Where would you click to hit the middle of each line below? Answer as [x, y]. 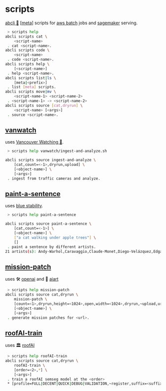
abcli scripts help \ [27, 64]
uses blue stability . [24, 206]
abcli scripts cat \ [26, 36]
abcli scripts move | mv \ [31, 92]
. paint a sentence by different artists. [52, 247]
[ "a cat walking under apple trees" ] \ [55, 238]
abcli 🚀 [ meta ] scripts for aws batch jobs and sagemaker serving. [71, 23]
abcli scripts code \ [27, 50]
